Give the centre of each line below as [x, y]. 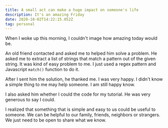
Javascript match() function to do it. [42, 70]
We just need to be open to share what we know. [56, 120]
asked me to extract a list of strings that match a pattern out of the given [80, 59]
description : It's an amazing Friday [45, 15]
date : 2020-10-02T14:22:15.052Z [39, 19]
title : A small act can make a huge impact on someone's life [72, 10]
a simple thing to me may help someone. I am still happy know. [70, 85]
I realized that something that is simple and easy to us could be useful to [80, 109]
